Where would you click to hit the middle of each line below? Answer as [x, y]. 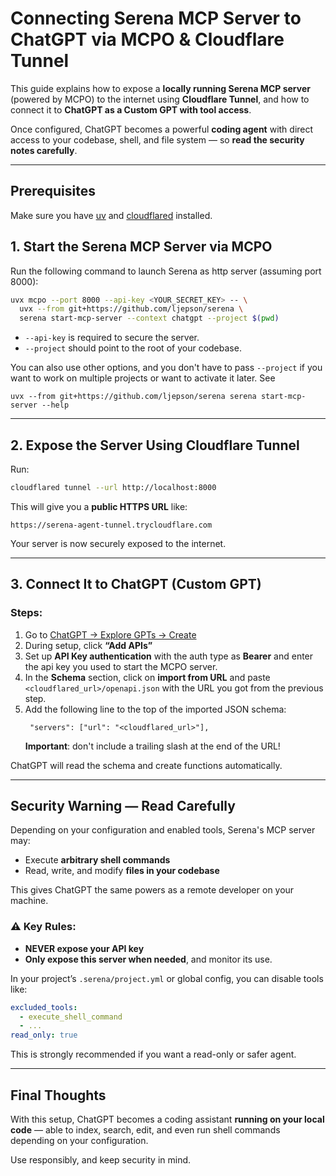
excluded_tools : [44, 1007]
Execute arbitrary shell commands [97, 860]
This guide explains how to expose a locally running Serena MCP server [160, 88]
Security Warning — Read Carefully [123, 805]
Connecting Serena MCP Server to [156, 18]
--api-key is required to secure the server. [112, 338]
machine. [29, 901]
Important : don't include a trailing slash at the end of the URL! [152, 746]
